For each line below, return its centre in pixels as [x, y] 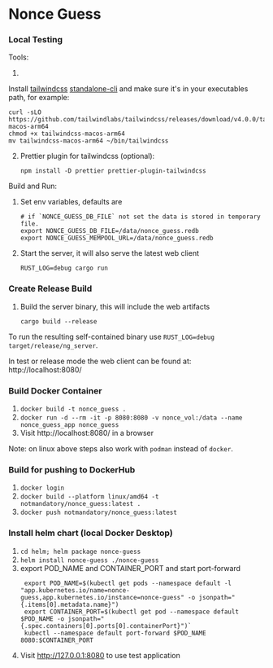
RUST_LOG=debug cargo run [64, 268]
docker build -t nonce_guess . [73, 409]
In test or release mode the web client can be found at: [100, 361]
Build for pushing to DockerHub [72, 470]
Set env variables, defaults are [71, 202]
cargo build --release [58, 321]
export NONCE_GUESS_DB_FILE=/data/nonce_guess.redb [109, 231]
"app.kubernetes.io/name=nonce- [75, 590]
